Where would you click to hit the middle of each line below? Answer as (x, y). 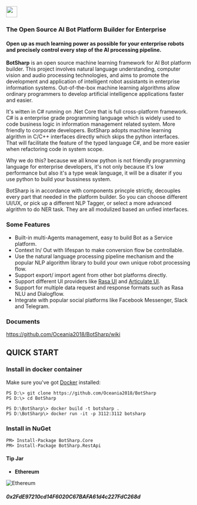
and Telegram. (32, 306)
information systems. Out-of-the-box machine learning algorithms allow (93, 88)
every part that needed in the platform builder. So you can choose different (97, 197)
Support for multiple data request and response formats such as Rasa (99, 287)
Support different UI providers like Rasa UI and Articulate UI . (87, 281)
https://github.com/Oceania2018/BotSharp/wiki (63, 334)
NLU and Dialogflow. (39, 293)
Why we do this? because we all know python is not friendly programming (96, 160)
